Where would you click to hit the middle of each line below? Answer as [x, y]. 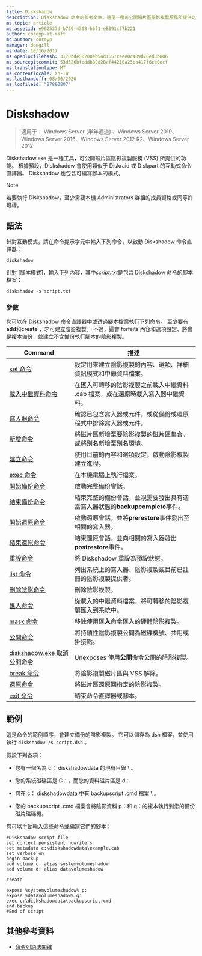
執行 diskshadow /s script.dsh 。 [48, 742]
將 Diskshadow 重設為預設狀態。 [120, 558]
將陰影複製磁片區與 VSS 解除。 [118, 674]
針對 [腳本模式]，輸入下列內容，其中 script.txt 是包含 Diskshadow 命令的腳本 [100, 272]
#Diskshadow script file [37, 838]
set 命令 [20, 369]
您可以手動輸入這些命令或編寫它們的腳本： [59, 826]
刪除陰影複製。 [96, 590]
